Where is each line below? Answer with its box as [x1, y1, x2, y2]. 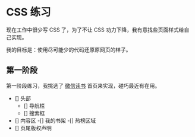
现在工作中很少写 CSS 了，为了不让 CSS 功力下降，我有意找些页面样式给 [6, 26, 184, 33]
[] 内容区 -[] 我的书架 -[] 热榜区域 [14, 117, 96, 124]
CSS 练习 [6, 5, 52, 19]
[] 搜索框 [23, 109, 45, 116]
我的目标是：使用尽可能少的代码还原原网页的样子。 [6, 46, 131, 53]
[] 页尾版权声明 [14, 124, 52, 131]
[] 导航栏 [23, 102, 45, 109]
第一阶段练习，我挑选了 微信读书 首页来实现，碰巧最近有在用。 [6, 82, 161, 89]
